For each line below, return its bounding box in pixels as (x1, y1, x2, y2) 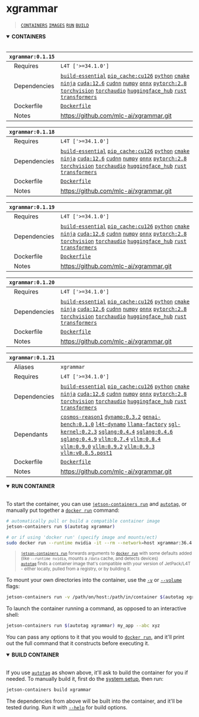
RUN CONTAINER (11, 482, 55, 489)
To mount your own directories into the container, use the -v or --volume (6, 576, 182, 584)
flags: (6, 583, 20, 590)
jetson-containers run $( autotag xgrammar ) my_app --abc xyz (6, 623, 161, 629)
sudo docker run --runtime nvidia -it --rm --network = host (6, 540, 155, 546)
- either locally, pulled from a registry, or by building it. (20, 566, 131, 572)
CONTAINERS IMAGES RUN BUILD (20, 23, 89, 28)
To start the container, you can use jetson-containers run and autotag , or (6, 500, 187, 507)
